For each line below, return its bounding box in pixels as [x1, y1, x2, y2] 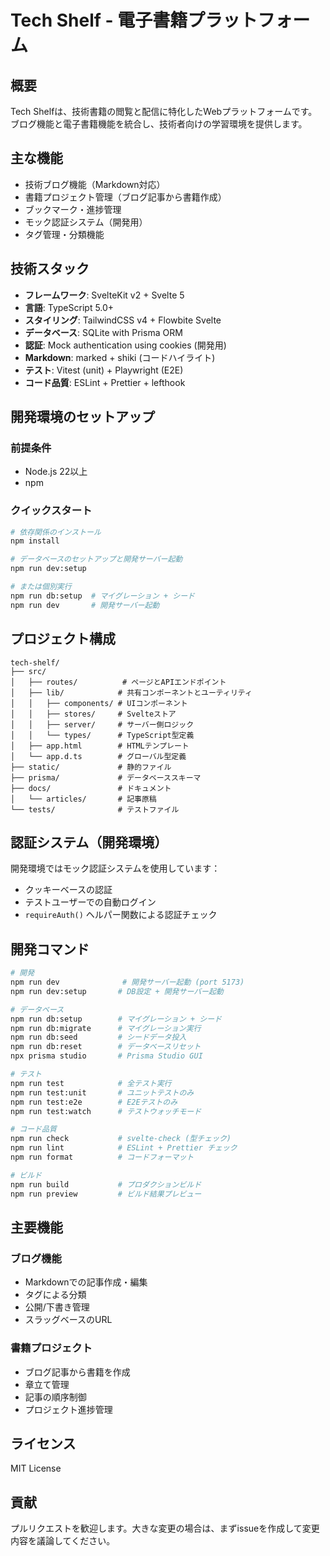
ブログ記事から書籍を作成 [24, 1366, 131, 1378]
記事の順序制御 [24, 1391, 87, 1403]
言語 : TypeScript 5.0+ [24, 301, 115, 313]
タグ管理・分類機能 [24, 228, 105, 240]
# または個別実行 [10, 582, 72, 592]
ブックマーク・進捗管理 [24, 203, 122, 215]
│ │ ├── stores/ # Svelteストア [10, 709, 177, 719]
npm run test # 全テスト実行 [10, 1078, 172, 1088]
